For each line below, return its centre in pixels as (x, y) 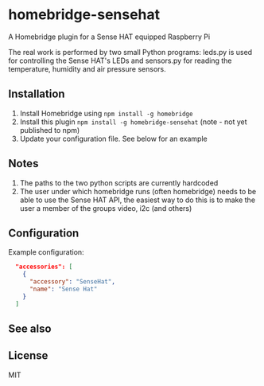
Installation (37, 94)
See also (30, 329)
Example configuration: (47, 252)
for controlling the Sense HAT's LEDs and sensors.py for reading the (120, 60)
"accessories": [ (44, 267)
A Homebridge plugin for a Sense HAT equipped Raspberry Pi (109, 37)
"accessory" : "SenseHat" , (72, 282)
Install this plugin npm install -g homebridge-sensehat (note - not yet (134, 122)
